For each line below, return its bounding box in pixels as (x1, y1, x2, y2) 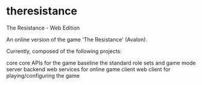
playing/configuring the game (6, 72, 80, 79)
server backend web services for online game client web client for (6, 65, 171, 73)
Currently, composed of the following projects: (6, 47, 122, 55)
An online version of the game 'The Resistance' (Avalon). (6, 36, 148, 43)
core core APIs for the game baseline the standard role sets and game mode (6, 59, 196, 66)
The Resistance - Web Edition (6, 24, 80, 31)
